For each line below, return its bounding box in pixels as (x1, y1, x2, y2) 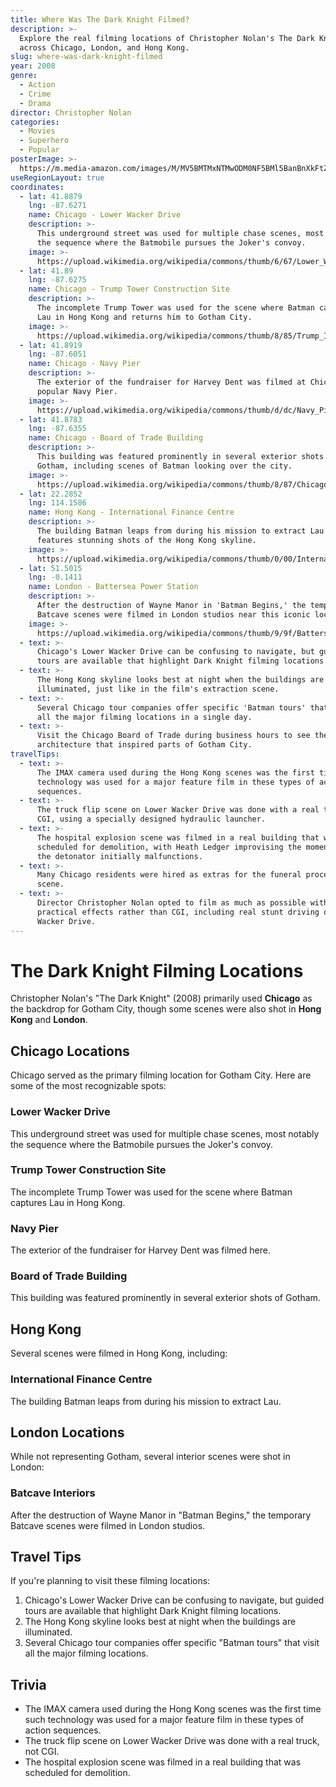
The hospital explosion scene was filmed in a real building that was (24, 1756, 302, 1768)
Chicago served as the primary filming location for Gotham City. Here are (10, 1069, 312, 1081)
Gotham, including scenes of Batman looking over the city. (36, 461, 293, 471)
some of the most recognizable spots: (10, 1080, 167, 1092)
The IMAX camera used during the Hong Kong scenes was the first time (24, 1703, 322, 1715)
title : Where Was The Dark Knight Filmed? (10, 14, 190, 25)
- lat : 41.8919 (19, 340, 83, 350)
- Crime (19, 89, 52, 99)
